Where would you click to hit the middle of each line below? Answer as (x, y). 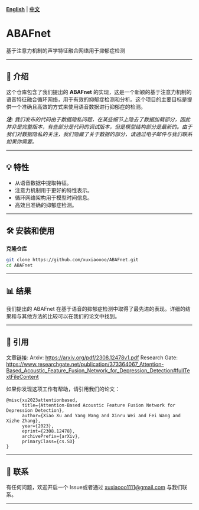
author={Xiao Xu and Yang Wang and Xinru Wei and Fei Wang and (101, 415)
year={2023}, (38, 426)
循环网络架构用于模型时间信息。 (53, 197)
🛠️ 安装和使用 (30, 231)
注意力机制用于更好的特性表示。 (53, 190)
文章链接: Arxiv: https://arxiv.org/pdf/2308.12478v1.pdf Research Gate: (92, 358)
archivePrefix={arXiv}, (51, 436)
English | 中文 (23, 9)
